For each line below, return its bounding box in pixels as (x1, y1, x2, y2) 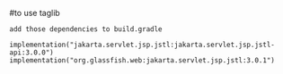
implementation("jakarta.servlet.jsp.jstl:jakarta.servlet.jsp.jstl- (9, 40, 276, 49)
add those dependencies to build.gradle (9, 25, 164, 34)
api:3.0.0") (9, 48, 54, 57)
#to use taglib (9, 8, 60, 18)
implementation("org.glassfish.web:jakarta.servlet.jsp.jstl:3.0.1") (9, 56, 276, 65)
